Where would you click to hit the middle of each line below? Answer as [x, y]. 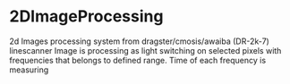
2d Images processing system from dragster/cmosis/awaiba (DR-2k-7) [140, 41]
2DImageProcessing [86, 17]
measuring [29, 70]
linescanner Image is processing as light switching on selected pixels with [145, 50]
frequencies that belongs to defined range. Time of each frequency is [138, 60]
